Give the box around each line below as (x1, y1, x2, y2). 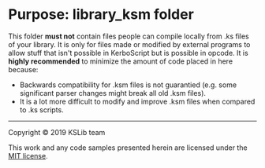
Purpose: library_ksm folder (8, 5, 195, 24)
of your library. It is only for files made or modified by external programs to (8, 39, 251, 49)
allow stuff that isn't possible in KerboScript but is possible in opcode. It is (8, 48, 248, 57)
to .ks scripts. (19, 104, 65, 115)
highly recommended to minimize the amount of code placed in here (8, 57, 233, 66)
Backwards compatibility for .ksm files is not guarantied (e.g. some (19, 80, 237, 89)
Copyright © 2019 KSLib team (8, 127, 106, 137)
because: (8, 64, 39, 74)
